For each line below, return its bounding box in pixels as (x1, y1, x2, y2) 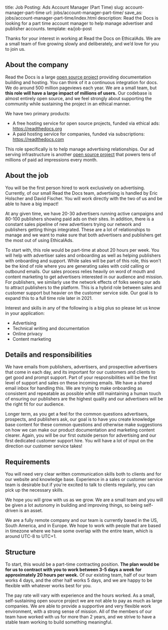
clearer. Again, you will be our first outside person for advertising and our (5, 432, 156, 438)
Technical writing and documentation (12, 325, 89, 331)
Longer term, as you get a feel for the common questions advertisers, (5, 411, 149, 417)
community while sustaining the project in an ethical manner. (5, 101, 131, 107)
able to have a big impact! (5, 201, 59, 207)
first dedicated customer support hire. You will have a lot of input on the (5, 438, 154, 444)
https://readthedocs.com (12, 136, 64, 142)
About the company (5, 60, 69, 69)
